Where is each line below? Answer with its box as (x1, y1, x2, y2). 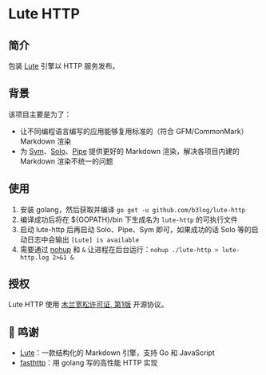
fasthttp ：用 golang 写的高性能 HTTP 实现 (19, 358, 158, 368)
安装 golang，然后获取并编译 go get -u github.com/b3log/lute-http (19, 204, 246, 214)
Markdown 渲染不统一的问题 (19, 156, 113, 166)
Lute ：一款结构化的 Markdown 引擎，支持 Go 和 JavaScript (19, 348, 216, 357)
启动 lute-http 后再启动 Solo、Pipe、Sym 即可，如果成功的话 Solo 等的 (19, 224, 252, 234)
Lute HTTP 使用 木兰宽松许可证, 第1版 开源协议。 (8, 300, 169, 310)
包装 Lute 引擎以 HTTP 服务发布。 (8, 61, 120, 70)
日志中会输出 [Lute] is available (26, 235, 140, 244)
